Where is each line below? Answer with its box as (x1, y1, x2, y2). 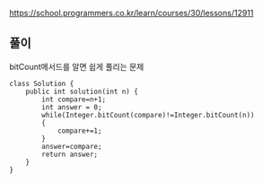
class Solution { (9, 79, 75, 88)
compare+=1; (57, 126, 102, 135)
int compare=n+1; (41, 94, 106, 104)
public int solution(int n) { (25, 87, 139, 96)
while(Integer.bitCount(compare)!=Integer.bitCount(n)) (41, 110, 255, 119)
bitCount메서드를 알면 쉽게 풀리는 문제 (9, 61, 145, 72)
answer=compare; (41, 142, 102, 151)
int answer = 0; (41, 102, 102, 111)
